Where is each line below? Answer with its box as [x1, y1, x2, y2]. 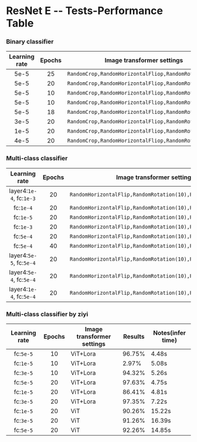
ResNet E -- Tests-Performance [6, 4, 163, 18]
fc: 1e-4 [13, 204, 33, 212]
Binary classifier [6, 38, 54, 46]
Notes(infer [153, 329, 186, 337]
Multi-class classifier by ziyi [6, 310, 89, 318]
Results [123, 333, 145, 341]
